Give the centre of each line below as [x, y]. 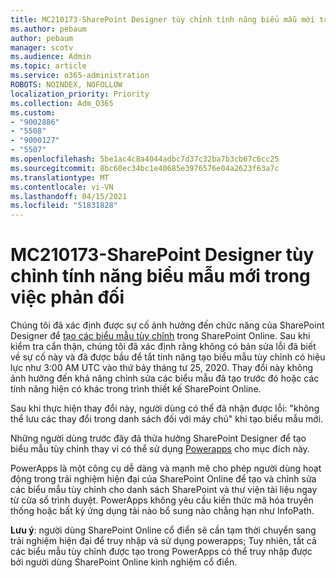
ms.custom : [33, 112]
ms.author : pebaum [48, 29]
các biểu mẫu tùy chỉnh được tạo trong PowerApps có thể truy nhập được [161, 552]
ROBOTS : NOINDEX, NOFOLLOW [66, 85]
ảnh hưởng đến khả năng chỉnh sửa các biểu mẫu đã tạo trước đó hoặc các [165, 378]
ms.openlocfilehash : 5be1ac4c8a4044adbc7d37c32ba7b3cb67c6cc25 [145, 159]
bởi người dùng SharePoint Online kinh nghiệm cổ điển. [124, 562]
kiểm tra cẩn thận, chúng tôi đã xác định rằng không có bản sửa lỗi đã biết [163, 347]
